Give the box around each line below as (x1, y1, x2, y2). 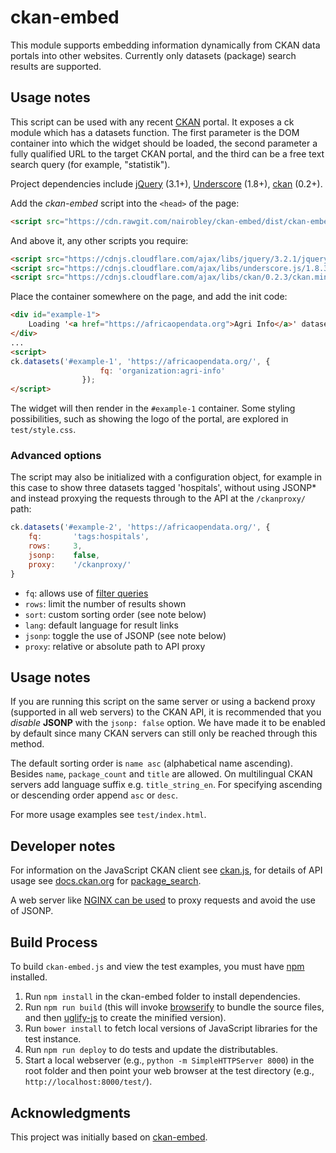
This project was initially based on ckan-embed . (10, 1131, 208, 1143)
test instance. (24, 1033, 82, 1045)
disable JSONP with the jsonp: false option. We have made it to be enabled (10, 717, 326, 729)
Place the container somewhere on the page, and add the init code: (10, 291, 288, 303)
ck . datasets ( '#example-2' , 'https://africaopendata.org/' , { (10, 522, 271, 533)
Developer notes (10, 837, 116, 855)
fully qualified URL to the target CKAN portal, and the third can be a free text (10, 147, 325, 160)
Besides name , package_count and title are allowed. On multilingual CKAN (10, 768, 313, 780)
